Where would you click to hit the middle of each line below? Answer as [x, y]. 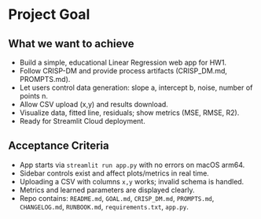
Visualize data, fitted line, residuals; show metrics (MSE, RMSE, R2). [129, 113]
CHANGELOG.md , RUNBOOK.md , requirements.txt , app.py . [104, 206]
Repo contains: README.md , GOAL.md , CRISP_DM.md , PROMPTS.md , [117, 198]
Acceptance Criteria [59, 146]
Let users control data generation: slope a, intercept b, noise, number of [136, 87]
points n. [34, 96]
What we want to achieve [71, 44]
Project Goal [49, 15]
